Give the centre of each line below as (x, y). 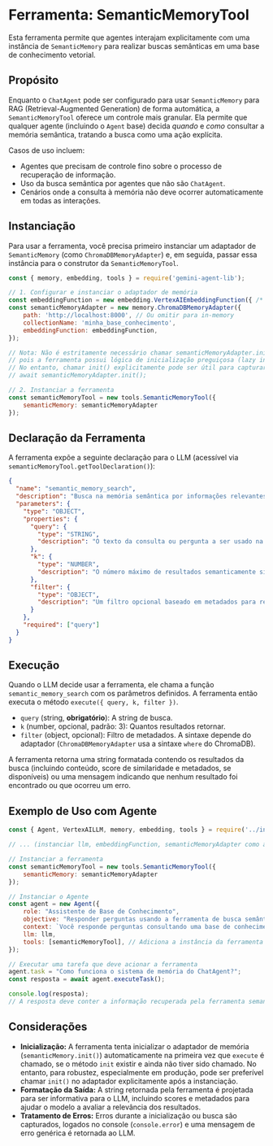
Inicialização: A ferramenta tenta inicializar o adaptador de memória (134, 1046)
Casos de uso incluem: (47, 150)
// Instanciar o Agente (49, 896)
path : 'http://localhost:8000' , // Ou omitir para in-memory (128, 316)
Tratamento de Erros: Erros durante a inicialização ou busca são (128, 1115)
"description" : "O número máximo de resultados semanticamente (147, 572)
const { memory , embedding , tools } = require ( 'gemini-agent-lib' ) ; (127, 278)
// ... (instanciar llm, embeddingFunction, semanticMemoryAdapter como (134, 845)
